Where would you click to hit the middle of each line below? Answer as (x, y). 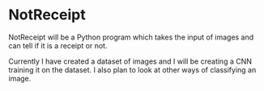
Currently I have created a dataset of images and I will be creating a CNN (130, 61)
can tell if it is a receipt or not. (58, 45)
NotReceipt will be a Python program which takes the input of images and (131, 37)
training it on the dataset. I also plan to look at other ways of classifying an (132, 69)
